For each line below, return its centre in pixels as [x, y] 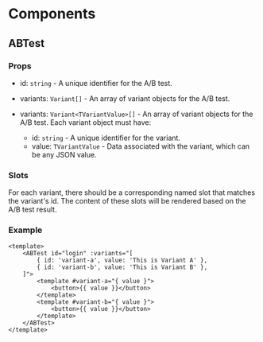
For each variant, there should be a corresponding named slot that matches [132, 192]
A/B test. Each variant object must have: [85, 122]
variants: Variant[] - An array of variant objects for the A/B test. [125, 98]
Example [25, 230]
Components [52, 14]
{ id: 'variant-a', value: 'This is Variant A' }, [122, 260]
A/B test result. [33, 210]
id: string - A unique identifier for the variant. [106, 138]
